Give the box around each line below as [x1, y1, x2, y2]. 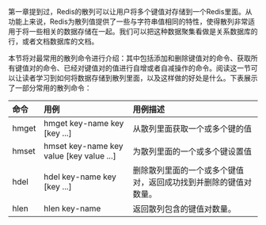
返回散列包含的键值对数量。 [132, 204, 236, 214]
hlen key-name [43, 203, 101, 214]
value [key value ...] [43, 151, 116, 161]
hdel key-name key [43, 171, 116, 182]
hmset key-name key [43, 141, 123, 151]
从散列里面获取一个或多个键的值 [132, 124, 252, 134]
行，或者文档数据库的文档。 [8, 36, 99, 46]
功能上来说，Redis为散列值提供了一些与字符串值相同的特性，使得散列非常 [8, 17, 249, 26]
